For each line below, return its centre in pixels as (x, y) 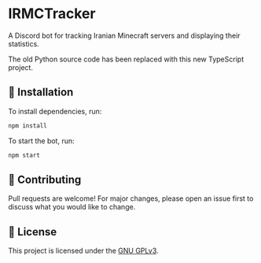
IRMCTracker (52, 14)
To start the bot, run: (41, 141)
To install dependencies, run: (55, 111)
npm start (24, 155)
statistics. (24, 43)
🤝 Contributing (45, 179)
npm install (28, 126)
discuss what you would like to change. (72, 207)
